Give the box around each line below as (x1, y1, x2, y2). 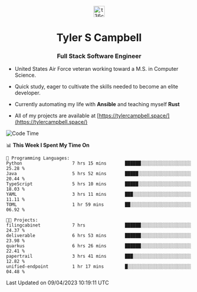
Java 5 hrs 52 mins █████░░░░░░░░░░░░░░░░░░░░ (6, 171, 192, 177)
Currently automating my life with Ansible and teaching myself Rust (14, 101, 180, 108)
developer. (14, 89, 41, 97)
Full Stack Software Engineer (57, 52, 142, 60)
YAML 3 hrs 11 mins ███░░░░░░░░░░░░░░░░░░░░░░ (6, 192, 192, 198)
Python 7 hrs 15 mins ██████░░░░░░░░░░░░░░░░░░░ (6, 160, 192, 166)
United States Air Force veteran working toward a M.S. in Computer (14, 65, 179, 73)
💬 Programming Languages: (6, 155, 70, 162)
